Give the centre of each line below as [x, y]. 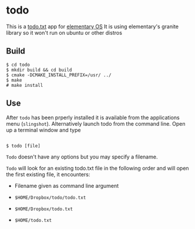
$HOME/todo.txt [33, 220]
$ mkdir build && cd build [39, 70]
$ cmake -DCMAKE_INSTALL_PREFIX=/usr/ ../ [59, 75]
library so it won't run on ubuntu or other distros [64, 32]
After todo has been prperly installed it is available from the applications [93, 117]
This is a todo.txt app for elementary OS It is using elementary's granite [93, 26]
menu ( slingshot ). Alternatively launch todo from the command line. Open [96, 123]
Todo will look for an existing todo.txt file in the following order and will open [97, 168]
